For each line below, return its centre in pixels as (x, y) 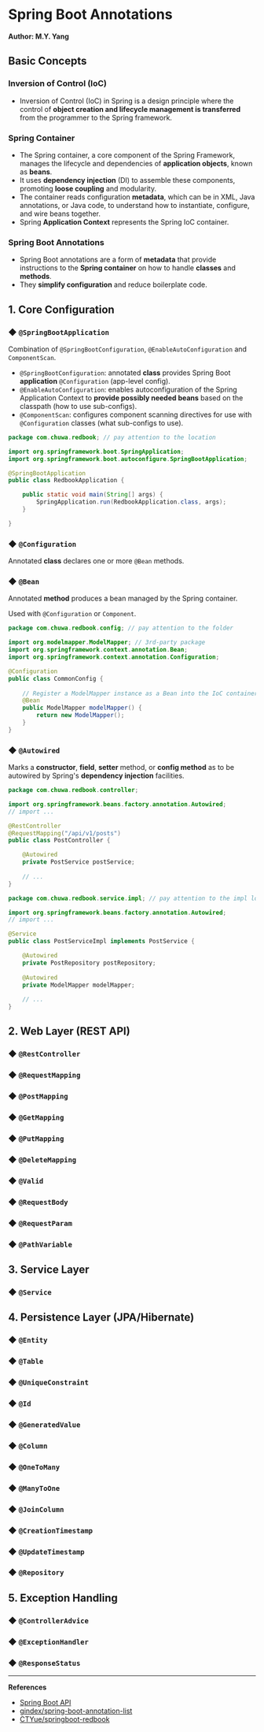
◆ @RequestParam (40, 1223)
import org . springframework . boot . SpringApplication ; (96, 452)
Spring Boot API (45, 1702)
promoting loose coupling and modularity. (88, 188)
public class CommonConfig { (56, 678)
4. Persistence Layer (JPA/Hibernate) (101, 1318)
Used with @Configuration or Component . (72, 614)
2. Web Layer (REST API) (70, 1031)
